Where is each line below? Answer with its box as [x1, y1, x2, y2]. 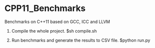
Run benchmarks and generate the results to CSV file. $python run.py [11, 37, 151, 43]
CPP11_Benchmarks [4, 3, 86, 14]
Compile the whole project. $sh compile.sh [11, 28, 97, 34]
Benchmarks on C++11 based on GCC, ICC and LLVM [4, 19, 111, 24]
